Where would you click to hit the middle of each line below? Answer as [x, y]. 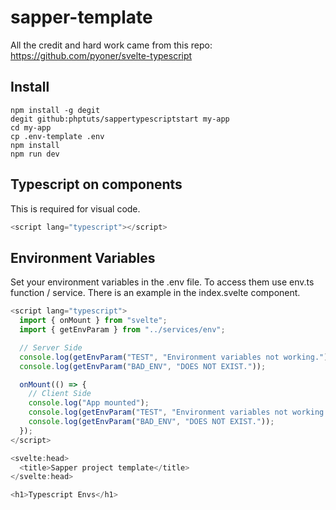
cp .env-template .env [57, 136]
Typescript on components [96, 184]
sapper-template [81, 17]
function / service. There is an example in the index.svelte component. [155, 293]
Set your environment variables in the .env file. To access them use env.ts [162, 282]
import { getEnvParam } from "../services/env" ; [122, 330]
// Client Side [60, 394]
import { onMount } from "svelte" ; [93, 321]
